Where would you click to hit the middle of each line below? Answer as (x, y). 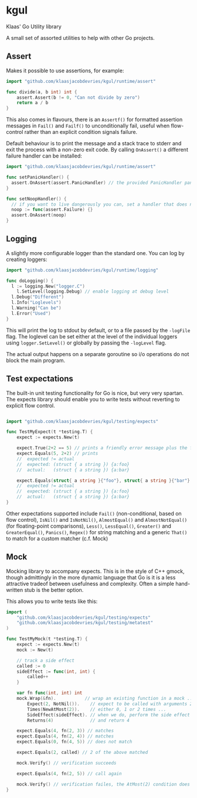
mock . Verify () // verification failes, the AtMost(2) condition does (103, 784)
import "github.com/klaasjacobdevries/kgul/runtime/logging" (82, 270)
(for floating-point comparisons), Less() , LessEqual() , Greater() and (89, 526)
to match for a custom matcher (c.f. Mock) (57, 538)
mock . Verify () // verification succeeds (67, 763)
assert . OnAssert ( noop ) (39, 215)
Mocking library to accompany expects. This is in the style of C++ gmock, (95, 571)
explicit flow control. (30, 405)
